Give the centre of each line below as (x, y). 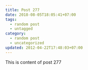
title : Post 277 (22, 10)
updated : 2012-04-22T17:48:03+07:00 (44, 48)
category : (16, 33)
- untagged (21, 29)
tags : (11, 19)
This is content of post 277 (33, 62)
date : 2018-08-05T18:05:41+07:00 (41, 15)
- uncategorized (27, 43)
